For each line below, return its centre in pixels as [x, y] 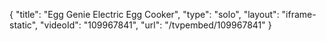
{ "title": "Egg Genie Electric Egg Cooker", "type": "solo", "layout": [144, 14]
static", [24, 25]
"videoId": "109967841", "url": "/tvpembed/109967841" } [156, 25]
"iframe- [299, 14]
